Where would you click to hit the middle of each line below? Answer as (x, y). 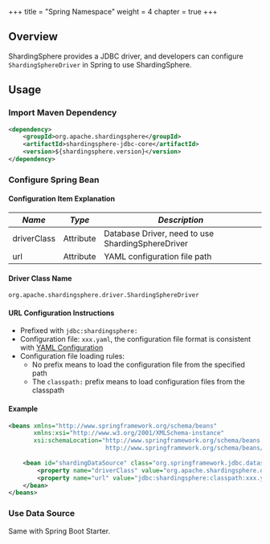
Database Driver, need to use (159, 233)
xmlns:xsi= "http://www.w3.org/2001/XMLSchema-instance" (129, 433)
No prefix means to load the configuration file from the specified (138, 365)
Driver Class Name (40, 278)
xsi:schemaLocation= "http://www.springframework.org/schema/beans (147, 440)
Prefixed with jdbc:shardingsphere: (79, 331)
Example (23, 409)
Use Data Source (42, 514)
